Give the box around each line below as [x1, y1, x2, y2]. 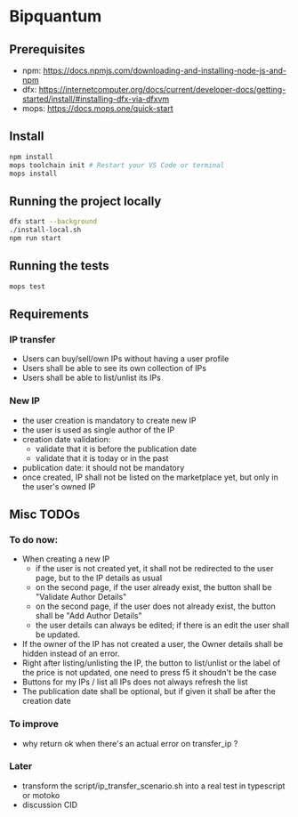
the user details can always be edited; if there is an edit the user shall [35, 620, 290, 631]
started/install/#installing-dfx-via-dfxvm [21, 93, 170, 104]
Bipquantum [9, 6, 102, 27]
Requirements [9, 306, 89, 321]
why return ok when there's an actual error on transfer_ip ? [21, 738, 238, 748]
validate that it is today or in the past [35, 452, 169, 464]
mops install [9, 169, 58, 178]
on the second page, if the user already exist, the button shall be [35, 582, 272, 593]
